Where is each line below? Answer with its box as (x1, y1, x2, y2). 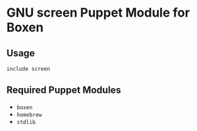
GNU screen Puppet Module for (6, 5, 190, 21)
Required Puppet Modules (6, 85, 121, 96)
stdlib (16, 119, 36, 125)
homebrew (16, 111, 42, 119)
